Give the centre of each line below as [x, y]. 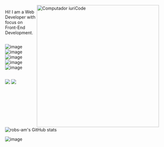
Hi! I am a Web [20, 12]
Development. [19, 33]
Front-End [15, 27]
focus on [14, 22]
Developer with [20, 17]
